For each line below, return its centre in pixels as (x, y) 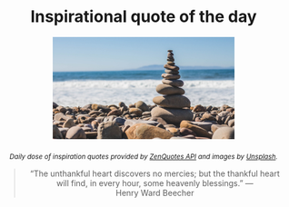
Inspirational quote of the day (144, 17)
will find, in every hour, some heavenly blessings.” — (155, 182)
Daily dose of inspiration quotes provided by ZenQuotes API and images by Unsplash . (144, 156)
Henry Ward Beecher (154, 192)
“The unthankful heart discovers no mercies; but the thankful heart (155, 173)
